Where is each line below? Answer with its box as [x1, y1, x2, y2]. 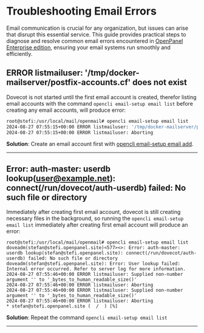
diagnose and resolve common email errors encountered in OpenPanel [6, 37, 183, 44]
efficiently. [6, 50, 33, 57]
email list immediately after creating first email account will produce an [6, 221, 188, 228]
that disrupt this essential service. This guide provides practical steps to [6, 30, 186, 38]
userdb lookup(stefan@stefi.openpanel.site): [6, 250, 123, 256]
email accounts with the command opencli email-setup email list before [6, 100, 193, 107]
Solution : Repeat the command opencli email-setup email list [6, 314, 168, 321]
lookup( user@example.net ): [6, 173, 116, 184]
